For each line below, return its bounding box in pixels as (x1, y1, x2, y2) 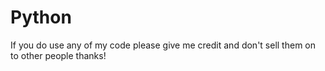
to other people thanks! (10, 49, 107, 61)
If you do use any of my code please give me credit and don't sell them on (10, 39, 317, 51)
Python (10, 6, 72, 29)
